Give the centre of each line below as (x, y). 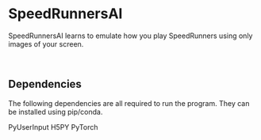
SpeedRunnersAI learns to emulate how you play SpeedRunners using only (130, 36)
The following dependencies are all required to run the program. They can (129, 103)
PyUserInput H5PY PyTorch (53, 127)
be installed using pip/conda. (56, 112)
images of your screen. (46, 44)
